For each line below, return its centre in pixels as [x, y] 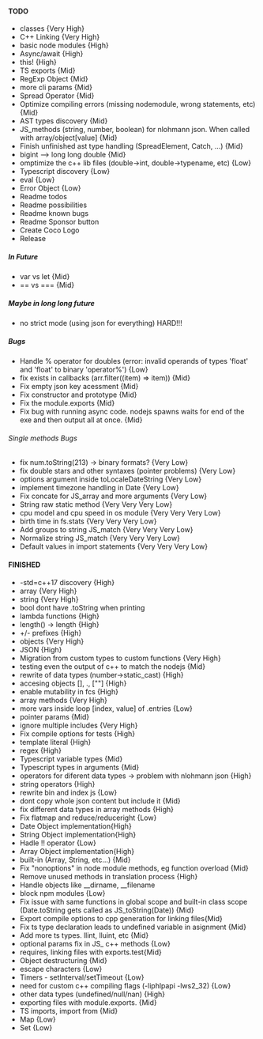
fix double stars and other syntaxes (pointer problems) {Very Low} [128, 471]
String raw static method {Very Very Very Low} [96, 504]
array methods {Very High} [64, 700]
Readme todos [43, 197]
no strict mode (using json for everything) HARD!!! [101, 323]
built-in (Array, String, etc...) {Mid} [75, 860]
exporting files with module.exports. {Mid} [88, 1002]
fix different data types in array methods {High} [96, 809]
